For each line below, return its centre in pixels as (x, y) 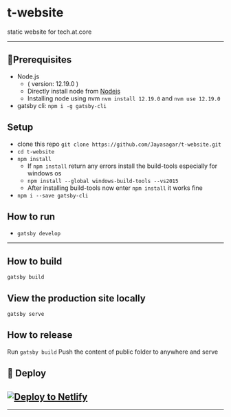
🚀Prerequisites (40, 60)
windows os (44, 173)
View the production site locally (76, 298)
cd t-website (36, 152)
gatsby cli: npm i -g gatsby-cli (62, 105)
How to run (31, 216)
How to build (35, 261)
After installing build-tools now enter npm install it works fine (115, 188)
